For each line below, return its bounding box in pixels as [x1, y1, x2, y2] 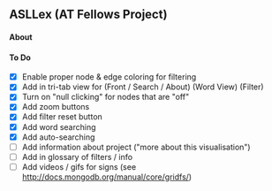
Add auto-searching [21, 132, 95, 142]
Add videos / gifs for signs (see [21, 161, 137, 172]
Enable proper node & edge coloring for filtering [21, 72, 197, 82]
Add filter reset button [21, 111, 103, 122]
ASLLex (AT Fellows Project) [9, 7, 168, 22]
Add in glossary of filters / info [21, 151, 133, 162]
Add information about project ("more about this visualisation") [21, 141, 251, 152]
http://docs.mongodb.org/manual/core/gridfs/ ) [21, 172, 193, 182]
